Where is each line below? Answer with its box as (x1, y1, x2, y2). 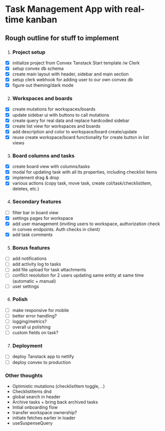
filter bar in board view (12, 209, 59, 215)
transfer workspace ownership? (12, 409, 78, 415)
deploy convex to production (12, 359, 71, 365)
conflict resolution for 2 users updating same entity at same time (12, 272, 144, 278)
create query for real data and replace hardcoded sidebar (12, 118, 130, 123)
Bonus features (12, 244, 50, 251)
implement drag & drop (12, 175, 59, 181)
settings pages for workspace (12, 215, 73, 221)
